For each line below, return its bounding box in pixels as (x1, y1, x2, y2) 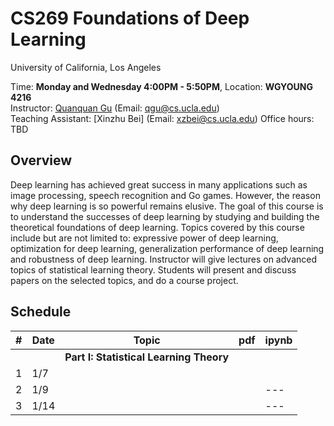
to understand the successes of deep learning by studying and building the (10, 210, 320, 222)
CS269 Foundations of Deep (10, 7, 250, 30)
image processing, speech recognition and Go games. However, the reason (10, 189, 321, 201)
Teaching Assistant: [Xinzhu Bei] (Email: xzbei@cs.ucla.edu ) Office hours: (10, 112, 315, 124)
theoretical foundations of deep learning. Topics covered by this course (10, 221, 305, 233)
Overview (10, 152, 73, 169)
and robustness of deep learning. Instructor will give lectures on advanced (10, 253, 318, 265)
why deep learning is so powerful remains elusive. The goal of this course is (10, 200, 324, 212)
